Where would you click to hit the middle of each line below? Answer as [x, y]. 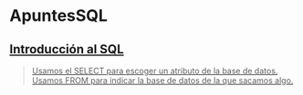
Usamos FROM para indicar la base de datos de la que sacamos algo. [162, 81]
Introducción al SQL [67, 49]
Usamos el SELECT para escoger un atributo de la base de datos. [155, 71]
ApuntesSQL [58, 16]
